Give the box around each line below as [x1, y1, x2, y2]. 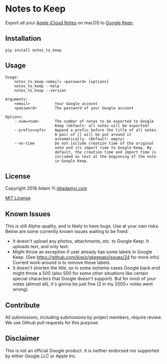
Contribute [5, 301, 40, 310]
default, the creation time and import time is [54, 150, 156, 155]
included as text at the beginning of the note [54, 154, 156, 159]
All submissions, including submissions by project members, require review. [5, 314, 162, 320]
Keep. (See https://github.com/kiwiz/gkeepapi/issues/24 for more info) [12, 254, 159, 260]
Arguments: [5, 97, 28, 102]
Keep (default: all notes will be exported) [54, 123, 150, 128]
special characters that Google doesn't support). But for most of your [12, 275, 156, 282]
